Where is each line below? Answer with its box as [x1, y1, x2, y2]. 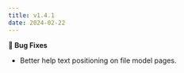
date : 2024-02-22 [8, 19, 66, 27]
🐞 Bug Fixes [8, 40, 48, 49]
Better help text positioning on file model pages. [19, 56, 177, 65]
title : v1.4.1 [8, 11, 56, 20]
